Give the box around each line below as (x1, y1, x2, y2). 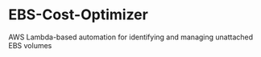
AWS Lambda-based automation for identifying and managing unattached (8, 32, 254, 42)
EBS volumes (8, 40, 52, 50)
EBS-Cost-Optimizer (8, 6, 149, 24)
